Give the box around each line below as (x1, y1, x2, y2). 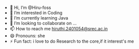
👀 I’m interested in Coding (9, 10, 63, 16)
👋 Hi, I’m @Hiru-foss (9, 5, 51, 10)
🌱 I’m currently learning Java (9, 15, 69, 21)
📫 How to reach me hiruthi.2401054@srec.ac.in (9, 26, 108, 31)
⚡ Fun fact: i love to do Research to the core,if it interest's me (9, 38, 134, 44)
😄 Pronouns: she (9, 33, 45, 39)
